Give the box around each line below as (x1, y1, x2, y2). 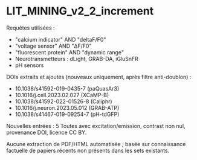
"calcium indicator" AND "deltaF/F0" (15, 36, 106, 43)
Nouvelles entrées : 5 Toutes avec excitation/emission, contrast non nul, (6, 122, 186, 129)
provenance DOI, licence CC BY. (6, 129, 87, 136)
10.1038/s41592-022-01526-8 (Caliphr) (15, 98, 113, 105)
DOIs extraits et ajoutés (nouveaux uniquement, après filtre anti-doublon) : (6, 73, 192, 80)
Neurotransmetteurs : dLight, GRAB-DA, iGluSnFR (15, 55, 139, 62)
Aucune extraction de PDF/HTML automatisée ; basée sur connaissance (6, 140, 186, 147)
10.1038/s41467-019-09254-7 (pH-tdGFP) (15, 110, 120, 118)
